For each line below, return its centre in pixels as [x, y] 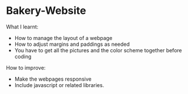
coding [23, 56]
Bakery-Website [46, 11]
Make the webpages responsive [53, 79]
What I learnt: [22, 27]
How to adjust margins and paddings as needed [72, 44]
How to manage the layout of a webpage [63, 38]
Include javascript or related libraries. [59, 85]
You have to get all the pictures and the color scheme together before [98, 50]
